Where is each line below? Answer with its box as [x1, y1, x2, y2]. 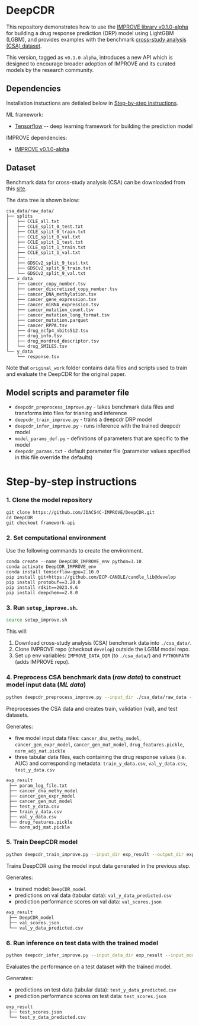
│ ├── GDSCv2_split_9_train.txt [6, 265, 92, 271]
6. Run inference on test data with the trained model [6, 939, 159, 947]
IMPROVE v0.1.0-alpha [14, 145, 70, 152]
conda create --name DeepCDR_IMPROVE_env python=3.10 [6, 559, 142, 565]
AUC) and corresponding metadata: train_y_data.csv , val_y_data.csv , [14, 760, 188, 767]
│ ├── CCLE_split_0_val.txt [6, 234, 81, 240]
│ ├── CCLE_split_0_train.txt [6, 228, 86, 235]
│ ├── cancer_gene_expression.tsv [6, 296, 97, 302]
